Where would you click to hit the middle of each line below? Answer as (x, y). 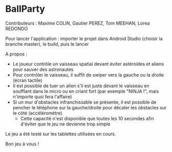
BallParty (25, 9)
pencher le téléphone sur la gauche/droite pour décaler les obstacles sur (90, 107)
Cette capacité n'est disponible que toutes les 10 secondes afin (87, 118)
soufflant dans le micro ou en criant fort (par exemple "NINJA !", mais (86, 91)
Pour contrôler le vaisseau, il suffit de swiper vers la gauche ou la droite (88, 74)
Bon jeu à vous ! (22, 144)
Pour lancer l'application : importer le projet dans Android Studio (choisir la (84, 39)
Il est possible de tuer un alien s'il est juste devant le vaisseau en (81, 86)
